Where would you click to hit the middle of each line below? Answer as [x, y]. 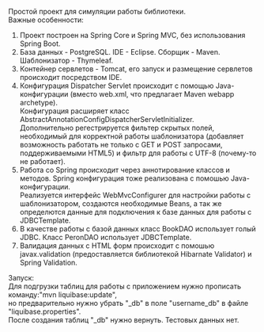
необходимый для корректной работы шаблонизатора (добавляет [132, 136]
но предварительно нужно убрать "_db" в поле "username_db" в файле [128, 303]
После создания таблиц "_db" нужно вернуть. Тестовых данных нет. [124, 320]
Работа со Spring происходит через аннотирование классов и [125, 170]
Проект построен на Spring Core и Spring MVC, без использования [132, 35]
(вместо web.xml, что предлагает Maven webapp [152, 94]
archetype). [38, 103]
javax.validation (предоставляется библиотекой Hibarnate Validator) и [136, 254]
